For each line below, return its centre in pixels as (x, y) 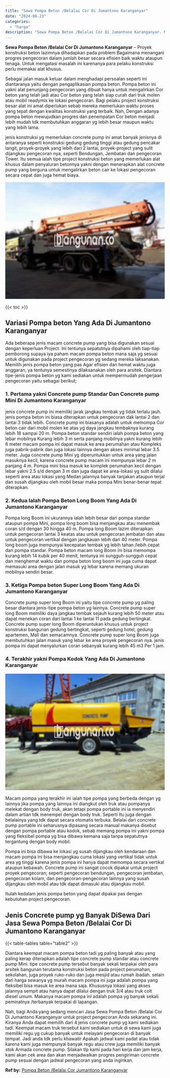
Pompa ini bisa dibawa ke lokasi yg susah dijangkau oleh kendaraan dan (80, 852)
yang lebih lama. (22, 128)
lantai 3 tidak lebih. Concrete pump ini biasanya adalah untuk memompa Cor (85, 422)
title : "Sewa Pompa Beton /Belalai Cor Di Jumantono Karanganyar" (77, 11)
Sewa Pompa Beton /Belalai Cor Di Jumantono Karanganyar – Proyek (78, 47)
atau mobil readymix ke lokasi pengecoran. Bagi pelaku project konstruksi (82, 100)
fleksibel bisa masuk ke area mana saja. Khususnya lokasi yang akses (78, 985)
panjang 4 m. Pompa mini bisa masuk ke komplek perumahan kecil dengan (83, 465)
